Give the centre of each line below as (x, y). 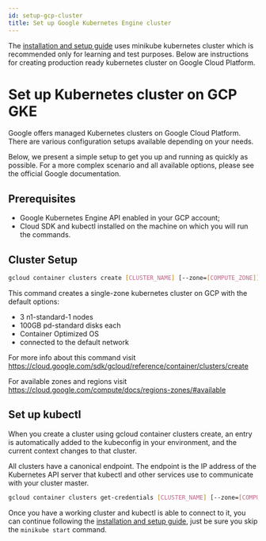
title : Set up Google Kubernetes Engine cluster (90, 23)
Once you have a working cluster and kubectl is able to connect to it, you (127, 512)
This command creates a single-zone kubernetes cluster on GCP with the (128, 293)
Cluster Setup (43, 260)
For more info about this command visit (72, 357)
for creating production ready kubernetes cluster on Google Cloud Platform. (132, 62)
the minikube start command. (57, 529)
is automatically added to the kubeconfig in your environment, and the (123, 442)
